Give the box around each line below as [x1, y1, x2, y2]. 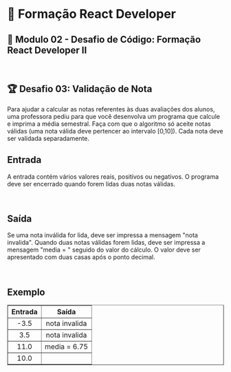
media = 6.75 [44, 342, 88, 351]
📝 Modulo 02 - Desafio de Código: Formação [7, 34, 201, 45]
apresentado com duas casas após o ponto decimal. [7, 253, 156, 261]
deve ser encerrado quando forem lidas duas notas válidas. [7, 179, 175, 188]
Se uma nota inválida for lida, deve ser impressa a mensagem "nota [7, 231, 198, 239]
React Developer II [7, 44, 87, 56]
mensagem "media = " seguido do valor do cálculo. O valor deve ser [7, 245, 201, 254]
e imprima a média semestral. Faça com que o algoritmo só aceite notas [7, 120, 211, 128]
